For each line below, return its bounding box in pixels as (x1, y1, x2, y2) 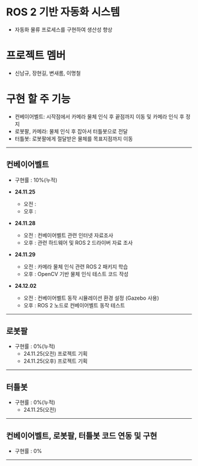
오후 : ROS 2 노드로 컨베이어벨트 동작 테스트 (23, 301, 126, 309)
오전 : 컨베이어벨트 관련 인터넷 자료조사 (23, 231, 114, 239)
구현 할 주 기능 (6, 93, 71, 106)
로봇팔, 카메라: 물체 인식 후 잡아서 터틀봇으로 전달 (14, 127, 128, 134)
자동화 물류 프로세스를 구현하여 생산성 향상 (14, 26, 113, 33)
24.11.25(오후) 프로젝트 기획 (23, 357, 88, 365)
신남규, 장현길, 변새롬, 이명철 (14, 69, 81, 77)
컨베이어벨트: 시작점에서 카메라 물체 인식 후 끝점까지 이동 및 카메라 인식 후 (14, 113, 184, 120)
